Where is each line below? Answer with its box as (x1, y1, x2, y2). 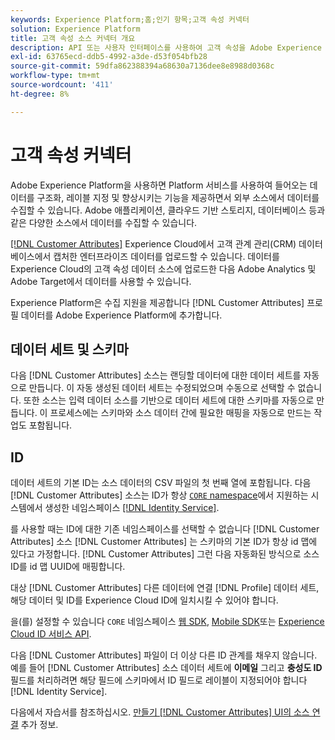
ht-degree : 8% (10, 89, 70, 99)
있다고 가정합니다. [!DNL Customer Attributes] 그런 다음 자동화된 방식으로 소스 (10, 548, 320, 560)
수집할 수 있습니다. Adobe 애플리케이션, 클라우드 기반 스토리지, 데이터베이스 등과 (10, 204, 326, 216)
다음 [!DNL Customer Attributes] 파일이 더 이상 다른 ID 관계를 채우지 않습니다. (10, 649, 318, 661)
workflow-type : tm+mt (10, 71, 101, 81)
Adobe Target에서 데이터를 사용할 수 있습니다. (10, 275, 192, 287)
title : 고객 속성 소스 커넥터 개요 (10, 33, 136, 43)
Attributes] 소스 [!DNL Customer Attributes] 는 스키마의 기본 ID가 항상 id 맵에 (10, 536, 318, 548)
